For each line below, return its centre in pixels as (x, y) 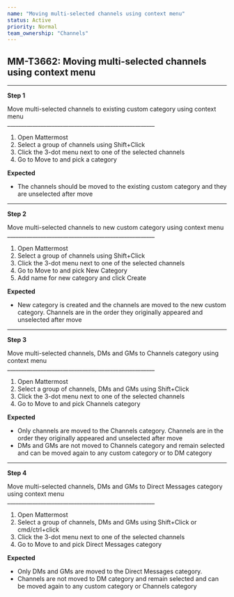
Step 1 (16, 95)
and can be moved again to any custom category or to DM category (115, 453)
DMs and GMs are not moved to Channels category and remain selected (121, 446)
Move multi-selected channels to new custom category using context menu (116, 228)
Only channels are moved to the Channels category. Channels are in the (120, 431)
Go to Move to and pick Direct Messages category (89, 545)
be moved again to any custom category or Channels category (107, 587)
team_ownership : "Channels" (48, 33)
